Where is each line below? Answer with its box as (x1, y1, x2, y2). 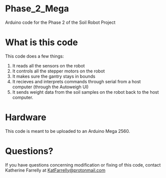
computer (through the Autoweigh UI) (12, 84, 89, 90)
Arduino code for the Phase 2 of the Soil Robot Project (5, 19, 116, 25)
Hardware (5, 112, 46, 123)
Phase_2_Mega (5, 3, 69, 14)
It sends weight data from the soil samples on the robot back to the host (12, 89, 159, 95)
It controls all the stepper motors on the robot (12, 68, 105, 74)
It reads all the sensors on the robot (12, 62, 85, 68)
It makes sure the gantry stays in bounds (12, 73, 95, 79)
